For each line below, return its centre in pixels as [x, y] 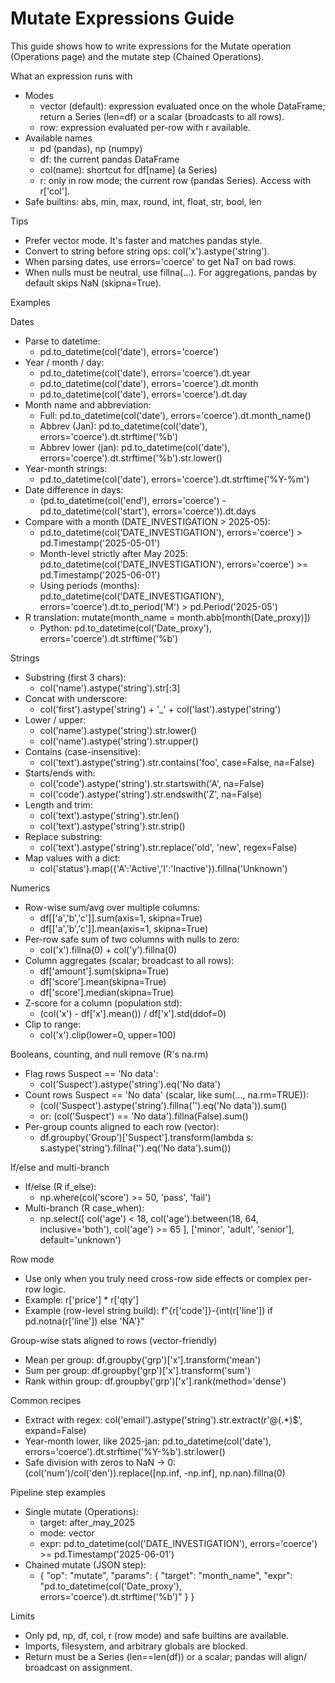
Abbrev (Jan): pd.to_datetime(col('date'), [123, 426]
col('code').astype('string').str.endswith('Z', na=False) [151, 794]
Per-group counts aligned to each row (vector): [122, 1126]
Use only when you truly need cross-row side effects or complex [158, 1278]
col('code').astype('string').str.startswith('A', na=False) [152, 783]
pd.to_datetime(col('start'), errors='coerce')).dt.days [148, 511]
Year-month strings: [66, 468]
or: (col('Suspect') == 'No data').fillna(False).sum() [144, 1116]
